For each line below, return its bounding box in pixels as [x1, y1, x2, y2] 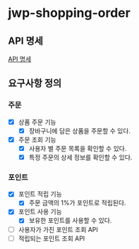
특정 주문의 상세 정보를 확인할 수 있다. [28, 153, 133, 162]
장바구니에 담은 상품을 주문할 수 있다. [28, 126, 131, 135]
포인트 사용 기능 [18, 207, 62, 216]
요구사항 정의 [8, 78, 62, 90]
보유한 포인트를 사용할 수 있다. [28, 217, 112, 225]
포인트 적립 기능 [18, 190, 62, 198]
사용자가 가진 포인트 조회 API [18, 225, 98, 233]
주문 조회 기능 [18, 135, 56, 144]
